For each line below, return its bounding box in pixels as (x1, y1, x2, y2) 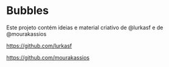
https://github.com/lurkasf (6, 42, 72, 49)
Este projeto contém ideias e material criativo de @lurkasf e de (6, 24, 164, 31)
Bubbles (6, 4, 49, 18)
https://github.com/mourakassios (6, 54, 90, 61)
